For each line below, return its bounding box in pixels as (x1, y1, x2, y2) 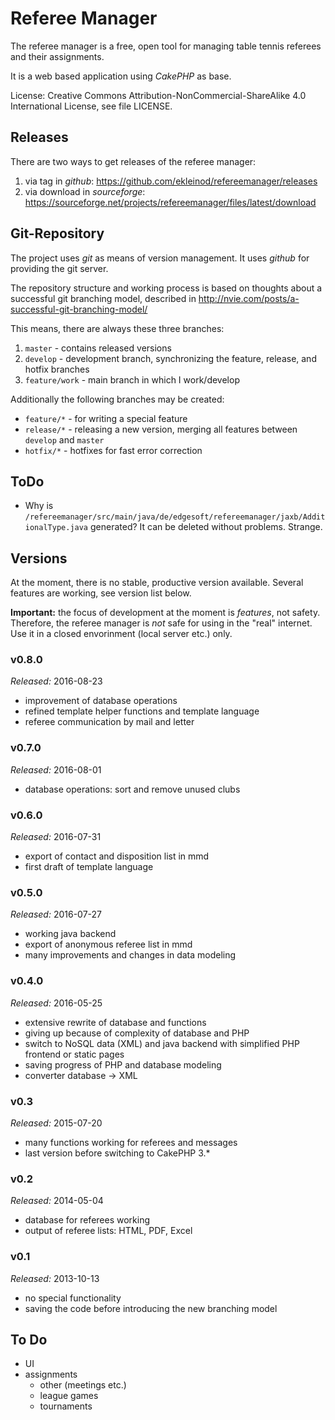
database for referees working (24, 1214, 151, 1226)
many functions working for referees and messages (24, 1136, 238, 1148)
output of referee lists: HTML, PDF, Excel (24, 1225, 193, 1237)
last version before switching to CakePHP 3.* (24, 1147, 211, 1159)
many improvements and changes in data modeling (24, 949, 237, 961)
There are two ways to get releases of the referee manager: (10, 155, 257, 167)
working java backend (24, 928, 117, 940)
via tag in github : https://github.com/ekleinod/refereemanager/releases (24, 175, 318, 187)
